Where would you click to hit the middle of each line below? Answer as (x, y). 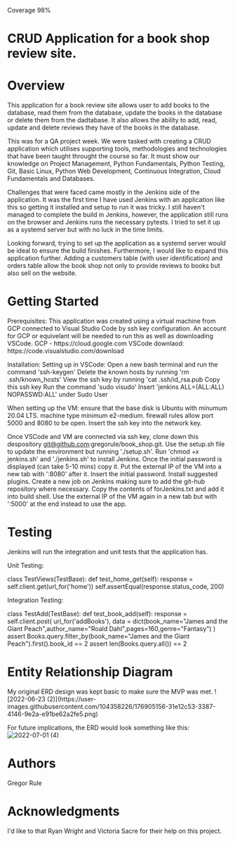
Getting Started (53, 301)
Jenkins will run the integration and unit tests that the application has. (108, 552)
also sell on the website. (42, 273)
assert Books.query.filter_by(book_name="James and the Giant (99, 636)
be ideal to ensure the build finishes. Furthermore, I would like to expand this (118, 251)
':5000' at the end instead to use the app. (67, 504)
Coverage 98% (29, 10)
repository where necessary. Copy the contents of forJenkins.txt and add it (116, 489)
